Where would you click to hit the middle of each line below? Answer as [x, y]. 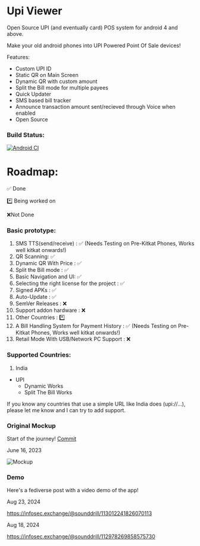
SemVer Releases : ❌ [41, 303]
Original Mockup [31, 425]
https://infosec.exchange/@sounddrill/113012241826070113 [79, 513]
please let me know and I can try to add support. [66, 410]
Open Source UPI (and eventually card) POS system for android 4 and [92, 27]
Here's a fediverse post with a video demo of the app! [73, 490]
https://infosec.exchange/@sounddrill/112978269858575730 [81, 536]
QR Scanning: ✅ [35, 257]
